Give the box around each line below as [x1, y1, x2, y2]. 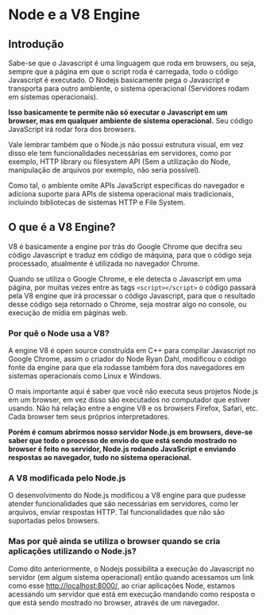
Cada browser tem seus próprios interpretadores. [8, 412, 171, 422]
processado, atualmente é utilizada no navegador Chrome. [8, 259, 200, 268]
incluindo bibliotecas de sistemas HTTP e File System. [8, 197, 186, 207]
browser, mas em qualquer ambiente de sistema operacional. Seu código [8, 116, 253, 125]
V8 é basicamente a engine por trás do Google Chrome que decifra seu [8, 241, 242, 251]
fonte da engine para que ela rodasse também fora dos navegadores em [8, 363, 245, 372]
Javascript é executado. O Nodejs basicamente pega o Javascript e [8, 76, 230, 84]
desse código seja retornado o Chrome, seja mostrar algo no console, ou [8, 299, 247, 309]
